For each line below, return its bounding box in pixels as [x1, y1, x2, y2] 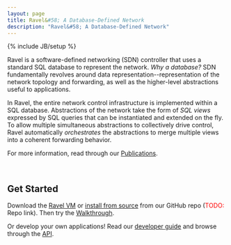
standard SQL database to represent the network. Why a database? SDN [7, 63, 216, 72]
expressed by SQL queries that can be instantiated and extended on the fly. [7, 113, 224, 122]
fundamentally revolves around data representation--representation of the [7, 70, 220, 79]
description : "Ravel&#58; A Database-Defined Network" [7, 23, 170, 30]
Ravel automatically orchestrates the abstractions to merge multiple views [7, 128, 219, 136]
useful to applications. [7, 85, 71, 94]
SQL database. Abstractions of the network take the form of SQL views [7, 106, 211, 115]
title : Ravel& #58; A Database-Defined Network [7, 17, 145, 24]
